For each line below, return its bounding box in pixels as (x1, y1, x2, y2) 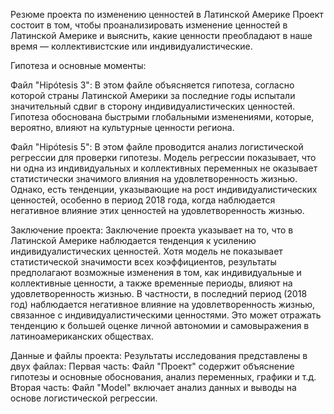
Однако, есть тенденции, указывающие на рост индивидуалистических (10, 184, 318, 195)
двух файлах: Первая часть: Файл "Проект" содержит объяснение (10, 360, 295, 372)
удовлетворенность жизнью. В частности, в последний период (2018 (10, 288, 308, 299)
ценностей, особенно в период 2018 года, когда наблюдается (10, 194, 276, 206)
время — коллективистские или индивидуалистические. (10, 40, 253, 52)
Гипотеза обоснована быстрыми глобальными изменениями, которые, (10, 111, 315, 123)
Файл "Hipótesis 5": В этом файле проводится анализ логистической (10, 141, 304, 153)
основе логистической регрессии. (10, 392, 158, 404)
